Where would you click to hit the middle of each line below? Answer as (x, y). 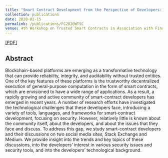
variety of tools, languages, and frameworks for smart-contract (70, 112)
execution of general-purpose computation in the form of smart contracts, (81, 86)
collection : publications (32, 14)
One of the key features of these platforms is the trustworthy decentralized (82, 81)
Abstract (19, 58)
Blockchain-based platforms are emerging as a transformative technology (81, 70)
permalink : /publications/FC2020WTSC (44, 24)
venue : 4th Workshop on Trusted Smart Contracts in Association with (79, 28)
